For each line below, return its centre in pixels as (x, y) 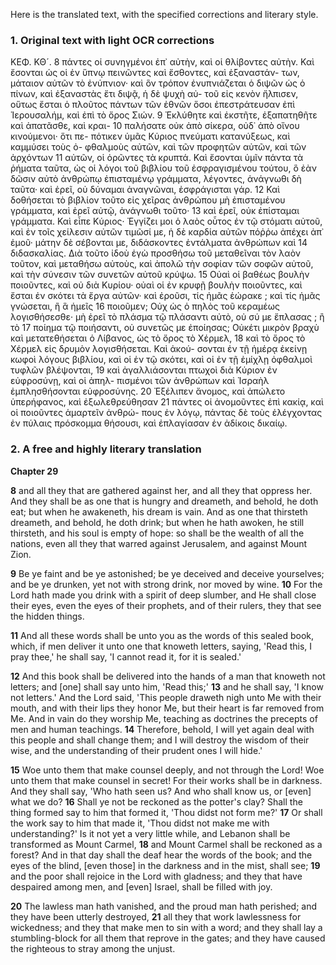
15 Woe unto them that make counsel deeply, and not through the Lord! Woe (167, 770)
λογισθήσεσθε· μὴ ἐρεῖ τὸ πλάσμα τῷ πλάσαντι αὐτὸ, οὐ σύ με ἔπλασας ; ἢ (167, 317)
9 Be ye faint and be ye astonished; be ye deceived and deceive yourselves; (167, 573)
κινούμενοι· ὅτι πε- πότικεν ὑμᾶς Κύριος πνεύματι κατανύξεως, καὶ (150, 136)
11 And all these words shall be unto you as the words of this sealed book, (162, 635)
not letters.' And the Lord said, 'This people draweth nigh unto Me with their (166, 697)
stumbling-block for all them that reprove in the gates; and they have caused (168, 938)
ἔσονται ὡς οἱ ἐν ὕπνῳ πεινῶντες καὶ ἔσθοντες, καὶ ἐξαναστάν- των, (155, 73)
